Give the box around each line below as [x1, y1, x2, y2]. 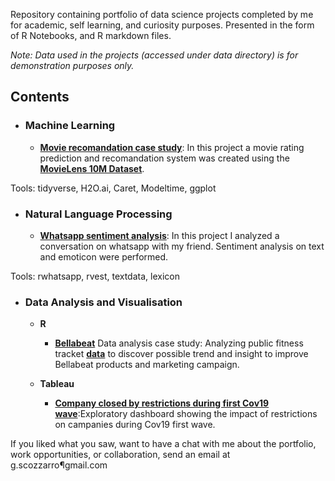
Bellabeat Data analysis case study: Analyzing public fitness [54, 337, 304, 349]
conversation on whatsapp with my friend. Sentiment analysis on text [39, 240, 325, 252]
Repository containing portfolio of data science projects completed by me [10, 9, 314, 20]
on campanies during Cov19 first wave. [54, 419, 216, 431]
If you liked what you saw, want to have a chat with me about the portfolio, [10, 438, 317, 450]
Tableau [39, 378, 75, 390]
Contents [10, 89, 70, 106]
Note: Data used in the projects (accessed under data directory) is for [10, 49, 299, 61]
